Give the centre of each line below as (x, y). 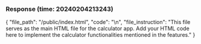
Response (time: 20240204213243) (60, 9)
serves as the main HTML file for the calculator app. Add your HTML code (97, 28)
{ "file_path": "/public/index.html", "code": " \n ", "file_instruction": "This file (98, 22)
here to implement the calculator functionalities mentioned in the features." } (101, 35)
